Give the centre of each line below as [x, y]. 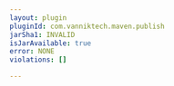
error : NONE [32, 52]
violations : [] [38, 60]
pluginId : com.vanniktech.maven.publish [87, 26]
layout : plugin [38, 18]
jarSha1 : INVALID [42, 34]
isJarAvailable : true [51, 43]
